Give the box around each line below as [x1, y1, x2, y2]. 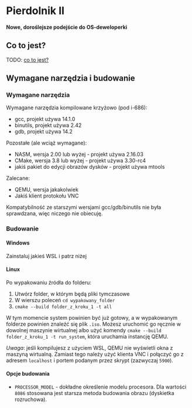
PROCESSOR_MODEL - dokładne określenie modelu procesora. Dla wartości [14, 383, 187, 390]
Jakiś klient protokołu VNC [14, 192, 79, 199]
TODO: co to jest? [6, 56, 49, 63]
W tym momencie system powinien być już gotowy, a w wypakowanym [6, 314, 178, 321]
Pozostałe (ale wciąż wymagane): [6, 139, 87, 146]
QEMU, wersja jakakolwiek [14, 186, 79, 193]
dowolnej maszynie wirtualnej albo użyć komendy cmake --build [6, 326, 162, 333]
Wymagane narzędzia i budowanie [6, 73, 135, 83]
